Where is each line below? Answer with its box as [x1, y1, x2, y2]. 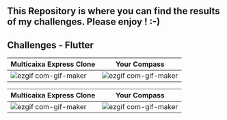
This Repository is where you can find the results [7, 5, 220, 17]
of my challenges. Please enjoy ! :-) [7, 16, 161, 28]
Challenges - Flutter [7, 39, 94, 50]
